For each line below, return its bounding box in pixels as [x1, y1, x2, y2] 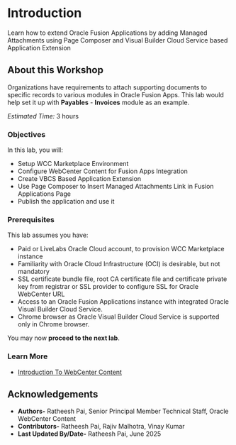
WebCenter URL [17, 290, 65, 299]
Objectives [7, 129, 46, 139]
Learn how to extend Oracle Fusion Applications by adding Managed [7, 28, 208, 37]
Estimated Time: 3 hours [7, 111, 79, 120]
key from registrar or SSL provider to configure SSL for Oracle [17, 282, 199, 291]
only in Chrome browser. [17, 320, 90, 329]
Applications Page [17, 189, 71, 198]
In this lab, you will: [7, 145, 64, 154]
